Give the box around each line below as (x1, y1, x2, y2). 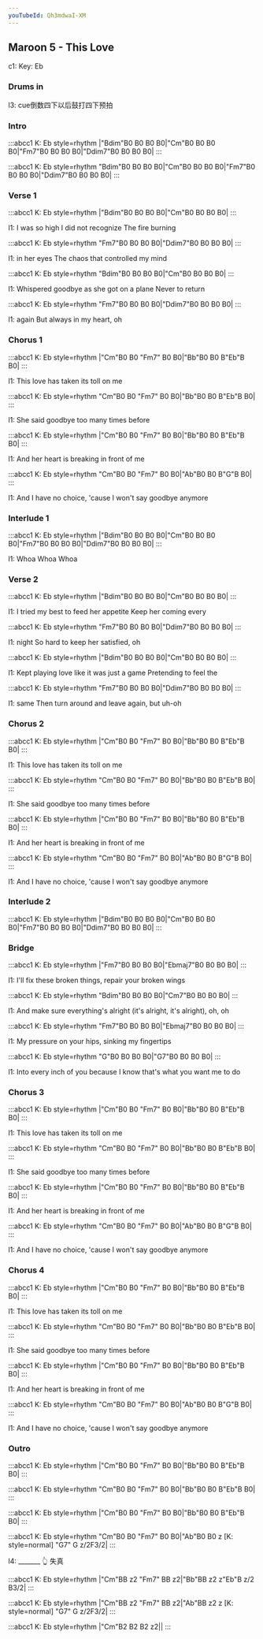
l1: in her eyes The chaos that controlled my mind (8, 254, 168, 263)
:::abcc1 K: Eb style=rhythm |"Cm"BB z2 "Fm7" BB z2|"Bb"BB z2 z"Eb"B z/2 (8, 1574, 254, 1584)
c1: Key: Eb (8, 61, 43, 71)
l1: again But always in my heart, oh (8, 315, 123, 324)
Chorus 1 (8, 334, 43, 345)
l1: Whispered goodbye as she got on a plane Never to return (8, 285, 206, 294)
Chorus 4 (8, 1265, 45, 1276)
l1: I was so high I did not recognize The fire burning (8, 223, 176, 233)
